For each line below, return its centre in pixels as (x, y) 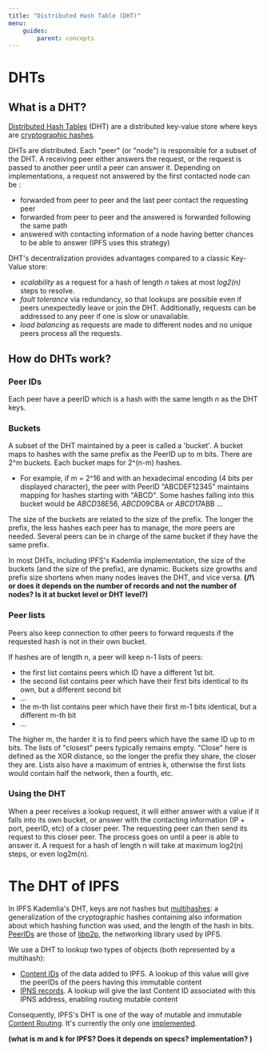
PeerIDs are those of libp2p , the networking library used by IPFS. (115, 934)
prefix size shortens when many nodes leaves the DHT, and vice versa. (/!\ (132, 577)
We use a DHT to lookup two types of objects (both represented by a (122, 949)
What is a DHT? (47, 107)
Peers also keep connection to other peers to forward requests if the (121, 633)
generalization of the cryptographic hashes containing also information (125, 917)
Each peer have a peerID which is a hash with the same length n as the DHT (133, 398)
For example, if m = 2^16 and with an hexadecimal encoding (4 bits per (136, 479)
